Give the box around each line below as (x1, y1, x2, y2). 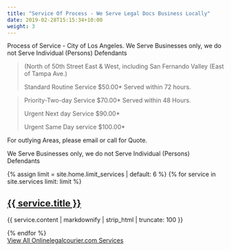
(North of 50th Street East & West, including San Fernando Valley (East (23, 63, 224, 71)
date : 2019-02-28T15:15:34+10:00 (7, 17, 103, 23)
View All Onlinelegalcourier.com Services (7, 237, 124, 245)
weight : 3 (7, 23, 36, 30)
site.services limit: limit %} (7, 177, 82, 186)
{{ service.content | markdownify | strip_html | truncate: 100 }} (7, 216, 184, 224)
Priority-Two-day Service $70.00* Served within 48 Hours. (23, 96, 191, 105)
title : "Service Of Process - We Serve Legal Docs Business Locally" (7, 10, 211, 17)
